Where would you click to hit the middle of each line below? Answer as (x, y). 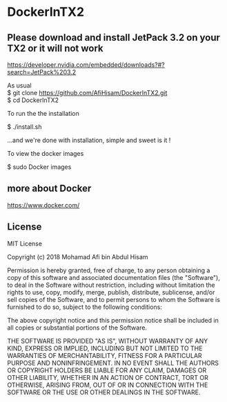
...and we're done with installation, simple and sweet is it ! (89, 140)
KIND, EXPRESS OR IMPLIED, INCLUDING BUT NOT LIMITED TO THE (105, 348)
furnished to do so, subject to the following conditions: (85, 307)
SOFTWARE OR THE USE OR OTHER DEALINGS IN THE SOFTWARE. (104, 392)
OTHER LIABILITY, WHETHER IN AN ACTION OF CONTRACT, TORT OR (108, 377)
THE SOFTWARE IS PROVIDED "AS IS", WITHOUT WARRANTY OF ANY (108, 341)
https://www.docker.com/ (43, 205)
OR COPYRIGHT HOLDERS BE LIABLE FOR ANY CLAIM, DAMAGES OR (107, 370)
